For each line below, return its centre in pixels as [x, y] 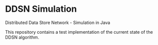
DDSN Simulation [41, 9]
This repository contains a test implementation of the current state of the [79, 32]
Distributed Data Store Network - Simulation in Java [58, 22]
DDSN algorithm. [22, 37]
